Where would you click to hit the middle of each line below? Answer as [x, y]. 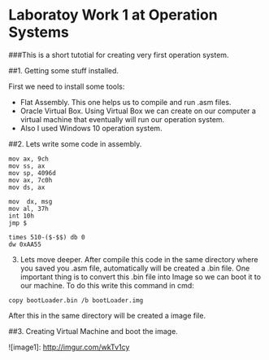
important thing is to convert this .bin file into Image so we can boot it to [141, 277]
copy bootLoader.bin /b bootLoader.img [76, 300]
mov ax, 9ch [28, 159]
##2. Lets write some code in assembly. [75, 143]
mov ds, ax [27, 187]
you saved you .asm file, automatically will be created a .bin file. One [135, 268]
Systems [39, 32]
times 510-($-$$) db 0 [47, 237]
